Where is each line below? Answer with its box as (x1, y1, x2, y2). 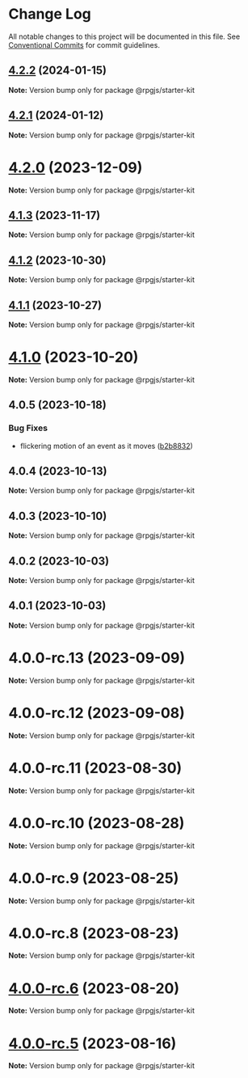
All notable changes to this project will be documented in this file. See (8, 32, 241, 41)
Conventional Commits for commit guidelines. (8, 40, 160, 49)
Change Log (8, 5, 91, 23)
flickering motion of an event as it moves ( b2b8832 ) (19, 441, 194, 450)
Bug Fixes (8, 422, 48, 433)
